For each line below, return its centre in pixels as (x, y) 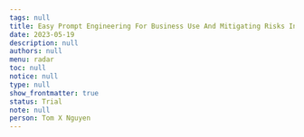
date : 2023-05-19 (42, 34)
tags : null (30, 18)
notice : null (34, 77)
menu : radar (32, 59)
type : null (30, 85)
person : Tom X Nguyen (50, 118)
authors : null (36, 51)
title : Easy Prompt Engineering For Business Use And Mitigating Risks (147, 26)
